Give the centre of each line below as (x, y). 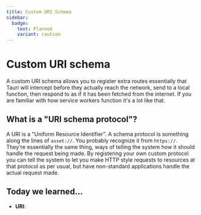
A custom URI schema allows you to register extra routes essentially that (97, 81)
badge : (20, 23)
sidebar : (17, 18)
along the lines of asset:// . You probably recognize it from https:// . (92, 141)
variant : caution (39, 35)
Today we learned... (45, 192)
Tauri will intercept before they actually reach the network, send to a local (98, 88)
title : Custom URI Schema (39, 12)
